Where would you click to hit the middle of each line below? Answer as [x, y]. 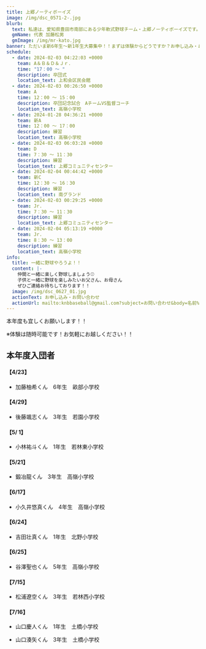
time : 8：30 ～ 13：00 [45, 240]
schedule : [19, 52]
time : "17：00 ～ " [41, 69]
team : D [27, 149]
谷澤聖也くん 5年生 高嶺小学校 [57, 567]
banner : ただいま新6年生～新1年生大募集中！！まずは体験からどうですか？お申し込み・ [102, 47]
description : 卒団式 [42, 75]
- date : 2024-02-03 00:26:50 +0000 [57, 86]
